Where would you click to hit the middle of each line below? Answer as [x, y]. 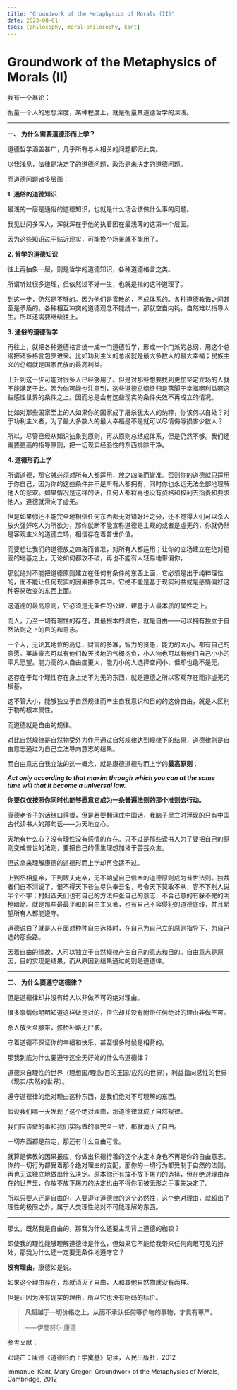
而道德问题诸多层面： [38, 179]
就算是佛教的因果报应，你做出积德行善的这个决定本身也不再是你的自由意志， [119, 1157]
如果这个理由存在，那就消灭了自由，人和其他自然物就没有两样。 [100, 1283]
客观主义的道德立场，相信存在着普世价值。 [75, 534]
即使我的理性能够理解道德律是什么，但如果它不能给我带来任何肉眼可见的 [112, 1244]
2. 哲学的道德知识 [33, 254]
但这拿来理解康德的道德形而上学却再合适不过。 [75, 863]
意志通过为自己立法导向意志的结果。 [66, 749]
